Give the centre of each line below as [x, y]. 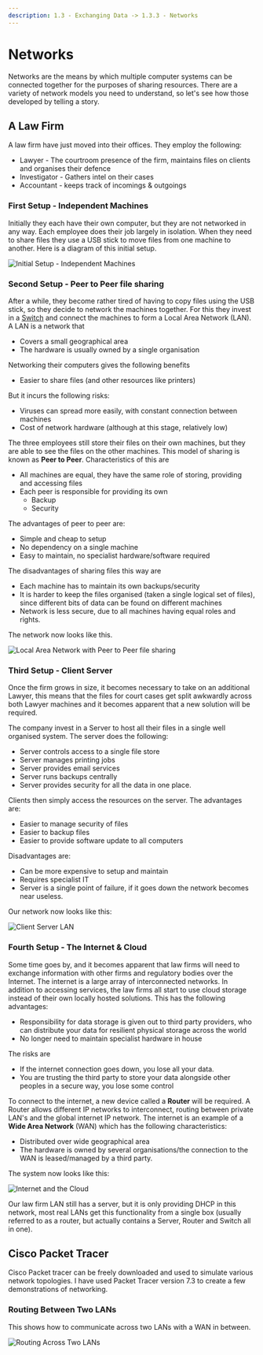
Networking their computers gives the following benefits [99, 365]
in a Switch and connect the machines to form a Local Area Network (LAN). [130, 317]
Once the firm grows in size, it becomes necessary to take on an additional [129, 688]
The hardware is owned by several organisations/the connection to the [134, 1149]
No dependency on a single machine [79, 547]
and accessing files [51, 483]
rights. [30, 619]
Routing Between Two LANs [62, 1310]
